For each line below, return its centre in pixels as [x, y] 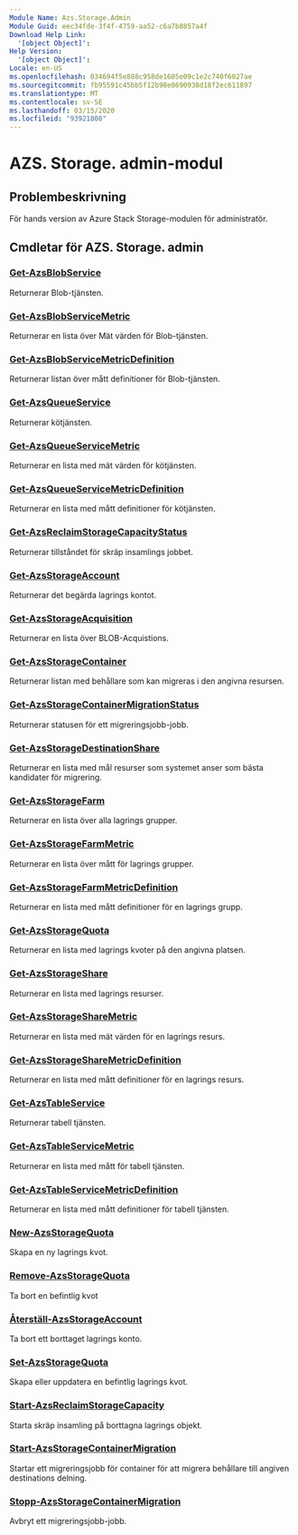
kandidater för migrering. [56, 777]
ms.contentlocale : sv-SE [56, 102]
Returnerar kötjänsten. [51, 422]
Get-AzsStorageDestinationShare [85, 748]
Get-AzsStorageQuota [60, 930]
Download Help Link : [48, 34]
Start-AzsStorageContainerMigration [93, 1448]
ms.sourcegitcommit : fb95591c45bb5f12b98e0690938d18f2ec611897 [131, 85]
